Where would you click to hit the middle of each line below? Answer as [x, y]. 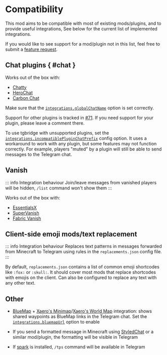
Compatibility [34, 9]
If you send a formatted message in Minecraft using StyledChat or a [83, 332]
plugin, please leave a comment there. [45, 123]
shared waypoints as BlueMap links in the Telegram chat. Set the [80, 317]
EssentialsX [24, 207]
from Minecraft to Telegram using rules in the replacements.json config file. [84, 252]
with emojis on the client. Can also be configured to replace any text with [81, 278]
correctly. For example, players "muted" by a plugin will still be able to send [83, 149]
